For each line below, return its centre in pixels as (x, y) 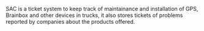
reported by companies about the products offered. (71, 22)
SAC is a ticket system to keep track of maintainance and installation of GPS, (102, 9)
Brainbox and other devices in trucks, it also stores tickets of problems (94, 15)
